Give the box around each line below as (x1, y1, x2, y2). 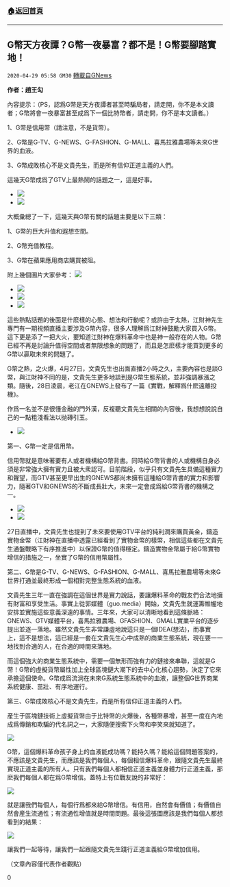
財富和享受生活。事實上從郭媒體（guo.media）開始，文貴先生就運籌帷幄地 (12, 599, 223, 608)
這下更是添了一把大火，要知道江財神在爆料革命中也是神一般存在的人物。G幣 (7, 333, 222, 341)
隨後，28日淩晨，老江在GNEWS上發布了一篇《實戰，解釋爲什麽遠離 (18, 382, 211, 390)
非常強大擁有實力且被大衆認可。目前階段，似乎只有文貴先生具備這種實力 (18, 465, 223, 473)
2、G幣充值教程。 (7, 242, 57, 250)
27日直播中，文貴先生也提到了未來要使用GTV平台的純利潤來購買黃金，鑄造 (7, 527, 219, 536)
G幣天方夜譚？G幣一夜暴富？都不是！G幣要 (7, 39, 190, 51)
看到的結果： (7, 818, 43, 826)
